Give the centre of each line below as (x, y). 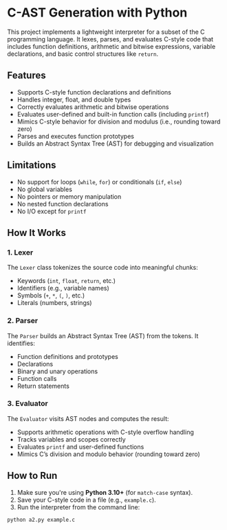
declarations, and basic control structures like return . (83, 54)
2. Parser (23, 321)
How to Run (32, 476)
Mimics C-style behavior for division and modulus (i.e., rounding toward (119, 121)
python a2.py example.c (41, 520)
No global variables (44, 189)
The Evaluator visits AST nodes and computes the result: (88, 418)
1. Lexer (20, 252)
